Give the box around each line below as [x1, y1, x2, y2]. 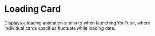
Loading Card [4, 3, 61, 15]
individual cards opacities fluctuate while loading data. [4, 25, 116, 31]
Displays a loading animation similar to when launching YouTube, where [4, 20, 150, 26]
